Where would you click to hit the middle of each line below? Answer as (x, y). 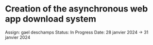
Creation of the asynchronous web (76, 9)
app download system (51, 19)
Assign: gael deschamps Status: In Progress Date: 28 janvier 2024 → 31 (77, 32)
